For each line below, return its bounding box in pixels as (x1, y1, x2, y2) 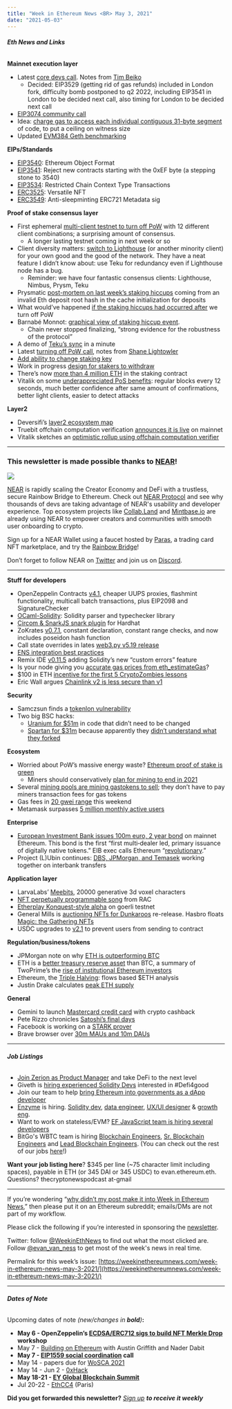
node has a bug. (17, 266, 64, 274)
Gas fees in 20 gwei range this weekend (17, 797, 132, 806)
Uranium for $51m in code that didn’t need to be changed (27, 719, 191, 727)
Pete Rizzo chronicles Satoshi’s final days (17, 1015, 135, 1023)
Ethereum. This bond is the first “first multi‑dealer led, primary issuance (17, 839, 221, 847)
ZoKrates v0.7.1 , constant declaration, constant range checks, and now (17, 626, 219, 634)
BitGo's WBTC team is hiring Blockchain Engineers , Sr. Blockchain (17, 1132, 205, 1140)
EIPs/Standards (7, 145, 53, 153)
